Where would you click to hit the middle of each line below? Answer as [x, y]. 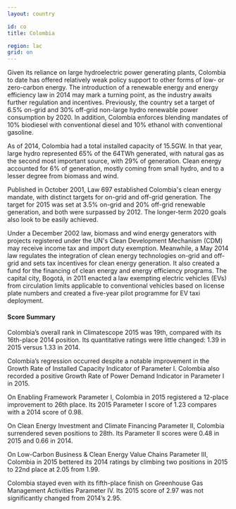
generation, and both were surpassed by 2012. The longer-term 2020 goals [117, 212]
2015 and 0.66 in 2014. [40, 441]
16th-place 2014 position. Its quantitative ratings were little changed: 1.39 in [117, 340]
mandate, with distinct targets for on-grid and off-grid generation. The [109, 197]
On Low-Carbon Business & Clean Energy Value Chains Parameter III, [108, 455]
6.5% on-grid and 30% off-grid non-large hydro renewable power [103, 110]
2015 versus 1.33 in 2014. [44, 348]
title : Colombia [31, 33]
